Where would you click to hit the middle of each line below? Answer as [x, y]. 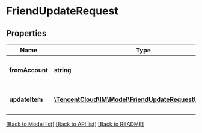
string [63, 70]
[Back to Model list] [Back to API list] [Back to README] [75, 124]
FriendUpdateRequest [62, 11]
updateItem [26, 99]
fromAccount [29, 70]
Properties [26, 33]
